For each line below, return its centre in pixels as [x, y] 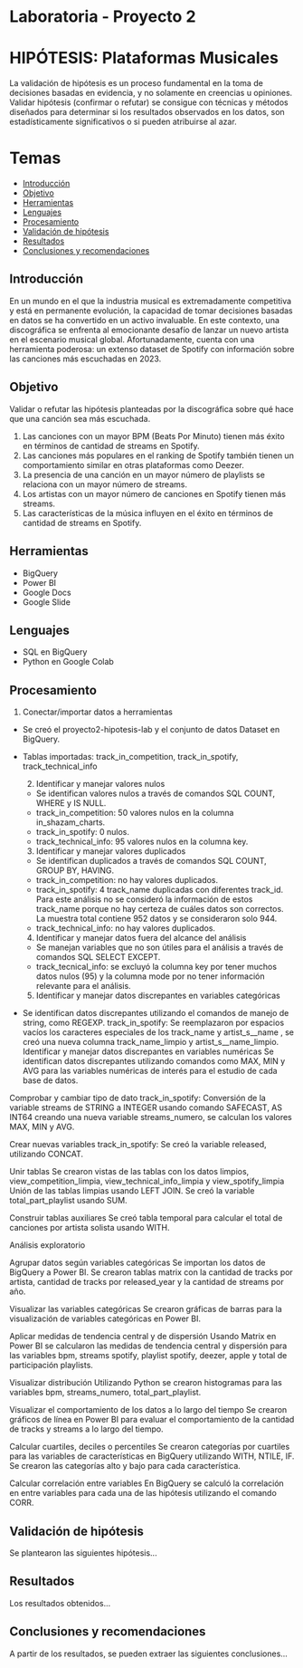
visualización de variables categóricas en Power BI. [105, 1318]
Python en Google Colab [68, 662]
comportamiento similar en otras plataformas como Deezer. [133, 465]
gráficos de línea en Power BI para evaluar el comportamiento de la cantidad [152, 1420]
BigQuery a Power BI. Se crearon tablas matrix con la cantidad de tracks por [151, 1272]
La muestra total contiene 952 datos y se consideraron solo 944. [156, 919]
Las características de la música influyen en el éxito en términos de [148, 513]
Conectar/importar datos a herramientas [98, 712]
